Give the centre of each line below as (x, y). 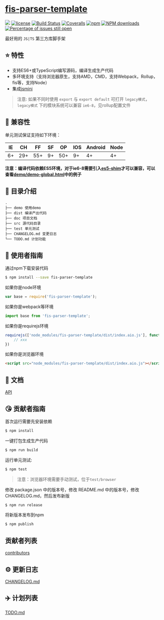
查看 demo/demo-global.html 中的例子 (43, 174)
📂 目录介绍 (21, 191)
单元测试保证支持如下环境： (33, 135)
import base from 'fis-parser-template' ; (48, 316)
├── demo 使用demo (23, 208)
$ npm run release (24, 505)
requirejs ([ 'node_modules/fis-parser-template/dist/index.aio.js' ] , (76, 335)
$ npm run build (21, 450)
